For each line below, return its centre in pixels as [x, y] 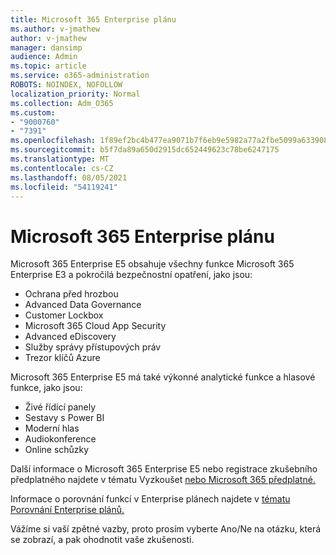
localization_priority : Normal [75, 94]
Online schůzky [57, 450]
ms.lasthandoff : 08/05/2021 [69, 177]
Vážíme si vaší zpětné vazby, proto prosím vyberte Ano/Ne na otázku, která [166, 529]
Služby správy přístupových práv [93, 347]
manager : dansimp [46, 47]
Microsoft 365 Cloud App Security [95, 326]
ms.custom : [33, 112]
